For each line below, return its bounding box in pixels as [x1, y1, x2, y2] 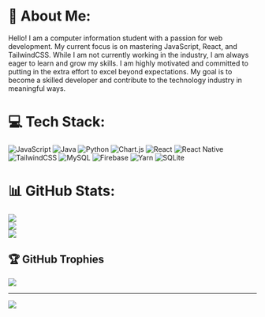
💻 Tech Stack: [8, 113, 106, 131]
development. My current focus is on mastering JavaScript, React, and [8, 41, 238, 51]
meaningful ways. [8, 83, 66, 93]
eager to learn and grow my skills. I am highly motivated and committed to [8, 58, 248, 68]
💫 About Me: [8, 7, 91, 25]
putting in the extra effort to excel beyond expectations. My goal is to [8, 66, 233, 76]
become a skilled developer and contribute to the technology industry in [8, 75, 243, 85]
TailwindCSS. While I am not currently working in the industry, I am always [8, 50, 249, 59]
